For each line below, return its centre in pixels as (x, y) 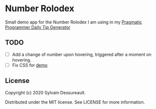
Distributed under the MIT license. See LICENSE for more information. (75, 102)
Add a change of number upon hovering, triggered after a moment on (82, 54)
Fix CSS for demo (30, 65)
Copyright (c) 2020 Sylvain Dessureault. (46, 92)
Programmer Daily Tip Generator (38, 27)
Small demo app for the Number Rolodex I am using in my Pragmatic (74, 22)
